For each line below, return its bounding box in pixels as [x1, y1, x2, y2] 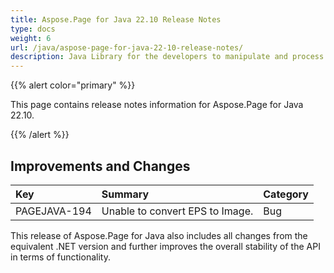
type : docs [10, 24, 56, 34]
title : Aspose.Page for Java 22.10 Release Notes [10, 14, 222, 25]
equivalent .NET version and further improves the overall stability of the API [10, 240, 321, 252]
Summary [101, 187, 150, 201]
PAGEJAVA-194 [15, 204, 92, 218]
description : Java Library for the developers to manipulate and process [10, 52, 325, 62]
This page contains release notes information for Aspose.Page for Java [10, 99, 304, 111]
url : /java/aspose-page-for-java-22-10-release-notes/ [10, 42, 244, 53]
